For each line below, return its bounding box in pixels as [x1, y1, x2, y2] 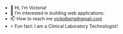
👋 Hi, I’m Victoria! [10, 5, 47, 10]
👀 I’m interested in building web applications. [10, 10, 105, 16]
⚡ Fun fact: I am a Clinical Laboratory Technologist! [10, 23, 118, 29]
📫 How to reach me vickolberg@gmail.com [10, 15, 102, 21]
